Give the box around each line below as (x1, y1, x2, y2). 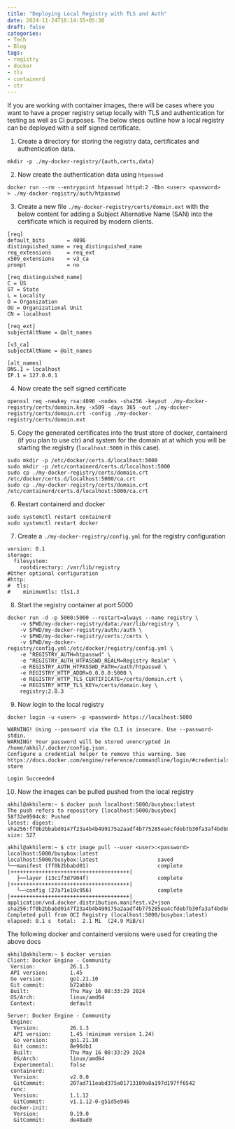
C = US (7, 280, 27, 288)
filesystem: (13, 558, 49, 565)
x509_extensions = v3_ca (7, 255, 90, 263)
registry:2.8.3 (20, 688, 64, 695)
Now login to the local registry (17, 701, 105, 709)
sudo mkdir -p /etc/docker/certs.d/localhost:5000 (7, 457, 158, 464)
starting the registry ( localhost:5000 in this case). (17, 443, 161, 452)
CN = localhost (7, 311, 52, 318)
